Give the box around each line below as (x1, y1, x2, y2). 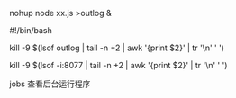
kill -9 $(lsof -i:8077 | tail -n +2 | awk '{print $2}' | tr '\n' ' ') (9, 60, 228, 70)
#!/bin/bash (9, 25, 52, 35)
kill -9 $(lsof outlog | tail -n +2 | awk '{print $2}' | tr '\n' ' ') (9, 42, 225, 53)
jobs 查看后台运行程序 (9, 78, 91, 89)
